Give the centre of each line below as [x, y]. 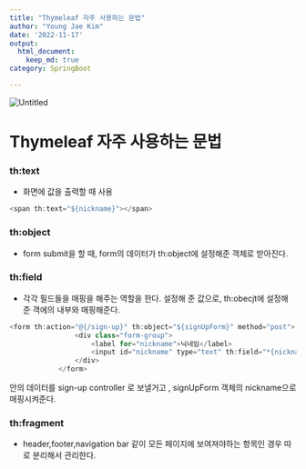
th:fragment [37, 423]
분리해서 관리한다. [64, 455]
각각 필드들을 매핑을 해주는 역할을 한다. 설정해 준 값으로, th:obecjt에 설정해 [155, 298]
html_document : [46, 52]
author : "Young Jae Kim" [56, 26]
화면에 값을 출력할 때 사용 [68, 192]
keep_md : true [52, 60]
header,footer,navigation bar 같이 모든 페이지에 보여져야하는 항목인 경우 [152, 444]
